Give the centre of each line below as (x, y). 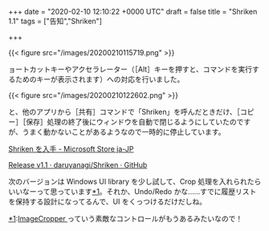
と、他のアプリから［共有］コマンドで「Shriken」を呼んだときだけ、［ (124, 112)
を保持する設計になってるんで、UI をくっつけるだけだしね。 (108, 201)
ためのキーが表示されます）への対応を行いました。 (100, 79)
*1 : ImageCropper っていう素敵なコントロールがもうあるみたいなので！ (126, 219)
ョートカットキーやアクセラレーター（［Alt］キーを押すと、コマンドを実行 (130, 69)
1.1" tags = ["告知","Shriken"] (55, 21)
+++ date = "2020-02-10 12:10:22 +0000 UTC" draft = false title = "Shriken (133, 12)
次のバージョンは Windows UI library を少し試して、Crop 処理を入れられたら (135, 181)
